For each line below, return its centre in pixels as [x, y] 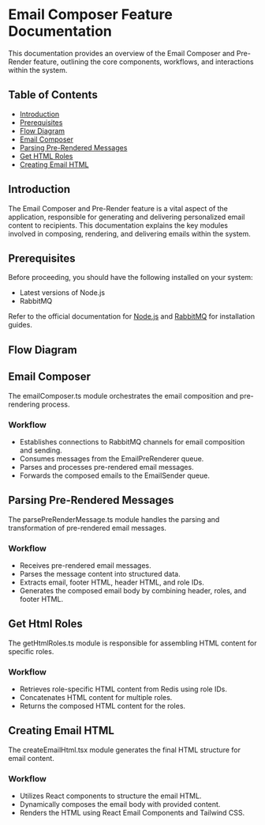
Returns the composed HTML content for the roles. [103, 706]
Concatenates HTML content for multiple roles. [96, 698]
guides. [21, 325]
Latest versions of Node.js [62, 293]
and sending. [41, 450]
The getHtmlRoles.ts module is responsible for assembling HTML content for [132, 643]
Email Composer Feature [91, 15]
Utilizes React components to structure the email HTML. [110, 796]
